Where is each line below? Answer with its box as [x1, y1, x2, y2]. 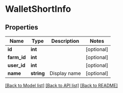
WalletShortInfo [5, 3, 71, 15]
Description [51, 38, 80, 44]
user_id [7, 62, 26, 68]
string [30, 70, 45, 77]
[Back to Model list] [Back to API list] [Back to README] [5, 83, 118, 88]
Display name [49, 70, 81, 77]
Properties [5, 23, 38, 31]
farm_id [7, 54, 26, 61]
